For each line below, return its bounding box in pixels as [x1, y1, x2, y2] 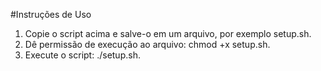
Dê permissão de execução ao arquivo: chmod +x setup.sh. [24, 39, 271, 50]
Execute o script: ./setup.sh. [24, 49, 141, 61]
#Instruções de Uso [10, 9, 92, 20]
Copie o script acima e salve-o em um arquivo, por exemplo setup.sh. [24, 28, 312, 39]
